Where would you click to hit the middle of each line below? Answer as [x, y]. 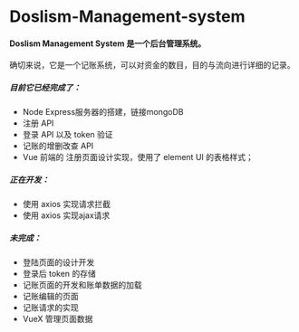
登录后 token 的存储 [59, 274]
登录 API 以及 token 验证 [68, 135]
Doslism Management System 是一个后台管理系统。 [108, 43]
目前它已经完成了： [45, 87]
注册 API [38, 123]
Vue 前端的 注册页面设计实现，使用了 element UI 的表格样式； [138, 157]
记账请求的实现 [50, 308]
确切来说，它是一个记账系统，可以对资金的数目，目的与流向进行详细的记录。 [152, 65]
